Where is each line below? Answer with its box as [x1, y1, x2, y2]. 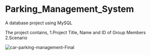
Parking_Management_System [5, 3, 134, 15]
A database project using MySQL [5, 20, 73, 26]
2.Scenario [5, 35, 28, 41]
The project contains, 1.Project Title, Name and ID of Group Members [5, 29, 146, 35]
